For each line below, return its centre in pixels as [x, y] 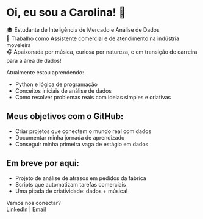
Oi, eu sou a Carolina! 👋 [66, 13]
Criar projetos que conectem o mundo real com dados [83, 131]
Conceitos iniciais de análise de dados [63, 90]
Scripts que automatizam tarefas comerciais [70, 184]
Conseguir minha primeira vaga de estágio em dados [82, 144]
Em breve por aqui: [43, 163]
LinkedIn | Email [26, 209]
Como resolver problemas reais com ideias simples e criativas [93, 97]
